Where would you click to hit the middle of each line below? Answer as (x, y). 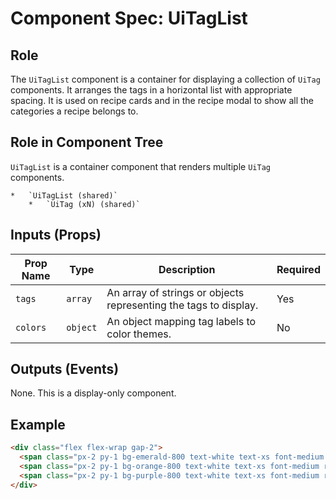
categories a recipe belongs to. (74, 111)
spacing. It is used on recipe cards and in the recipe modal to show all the (162, 100)
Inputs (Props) (56, 235)
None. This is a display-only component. (93, 393)
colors (31, 327)
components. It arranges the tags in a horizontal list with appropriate (151, 90)
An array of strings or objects (175, 292)
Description (187, 269)
